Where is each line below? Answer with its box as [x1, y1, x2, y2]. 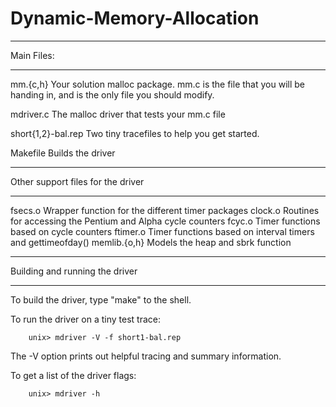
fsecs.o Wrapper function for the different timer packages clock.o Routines [10, 204, 320, 216]
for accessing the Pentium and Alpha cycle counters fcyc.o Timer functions [10, 215, 321, 227]
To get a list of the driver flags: [10, 369, 137, 381]
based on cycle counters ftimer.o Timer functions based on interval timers [10, 225, 315, 237]
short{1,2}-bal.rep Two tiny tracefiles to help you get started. [10, 127, 260, 139]
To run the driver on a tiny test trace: [10, 313, 161, 325]
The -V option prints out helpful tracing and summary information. [10, 350, 282, 362]
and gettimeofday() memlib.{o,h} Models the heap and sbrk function [10, 236, 292, 248]
